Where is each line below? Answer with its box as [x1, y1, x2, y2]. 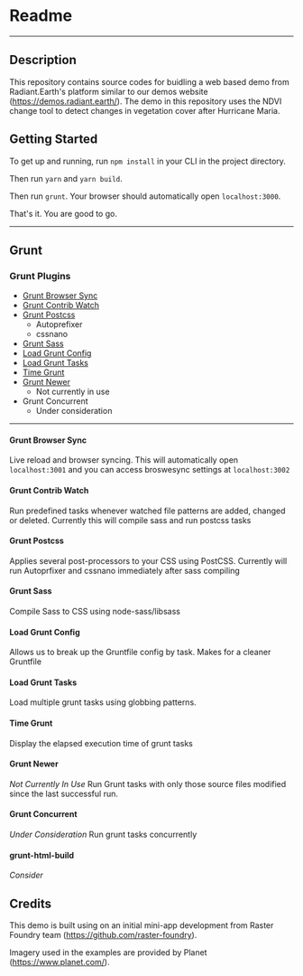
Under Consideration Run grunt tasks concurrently [9, 829, 197, 840]
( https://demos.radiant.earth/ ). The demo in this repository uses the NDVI [9, 96, 282, 107]
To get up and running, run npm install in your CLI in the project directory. [9, 155, 287, 166]
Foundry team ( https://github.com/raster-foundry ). [9, 930, 197, 941]
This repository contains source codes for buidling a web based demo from [9, 76, 290, 87]
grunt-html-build [9, 849, 75, 860]
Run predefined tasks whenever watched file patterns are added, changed [9, 505, 286, 516]
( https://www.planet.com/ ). [9, 957, 110, 968]
